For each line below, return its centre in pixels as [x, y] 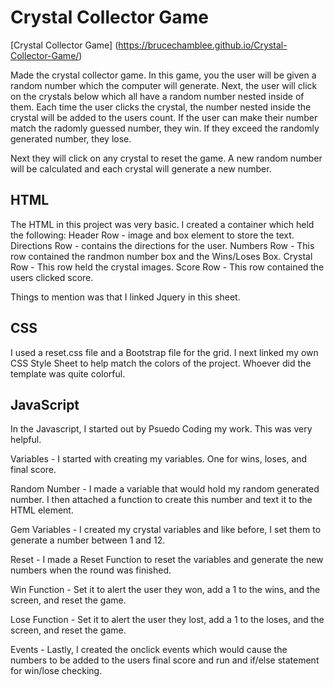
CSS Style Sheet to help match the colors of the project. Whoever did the [161, 363]
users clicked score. [52, 277]
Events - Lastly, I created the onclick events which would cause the [149, 650]
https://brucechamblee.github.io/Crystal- [203, 45]
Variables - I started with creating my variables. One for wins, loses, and [159, 459]
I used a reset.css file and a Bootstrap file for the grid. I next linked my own [164, 352]
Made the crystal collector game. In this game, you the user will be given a [163, 75]
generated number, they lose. [71, 138]
